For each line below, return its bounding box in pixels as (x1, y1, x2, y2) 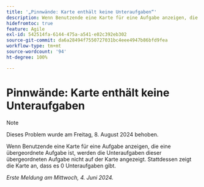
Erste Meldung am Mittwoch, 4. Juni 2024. (6, 174, 114, 181)
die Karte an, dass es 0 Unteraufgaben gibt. (6, 162, 116, 169)
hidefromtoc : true (6, 20, 53, 26)
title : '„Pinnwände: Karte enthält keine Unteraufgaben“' (6, 9, 157, 15)
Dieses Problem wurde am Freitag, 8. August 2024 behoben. (6, 130, 159, 138)
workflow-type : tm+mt (6, 43, 62, 49)
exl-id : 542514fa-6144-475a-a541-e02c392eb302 (6, 32, 127, 38)
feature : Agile (6, 26, 45, 32)
